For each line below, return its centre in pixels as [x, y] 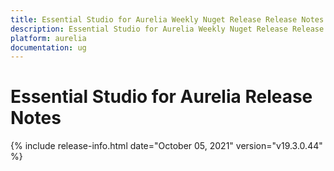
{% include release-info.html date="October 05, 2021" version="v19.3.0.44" [166, 146]
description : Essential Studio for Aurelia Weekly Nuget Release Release [167, 29]
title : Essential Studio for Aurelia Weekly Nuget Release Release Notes [167, 19]
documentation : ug [48, 47]
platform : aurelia [48, 38]
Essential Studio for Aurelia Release [161, 97]
